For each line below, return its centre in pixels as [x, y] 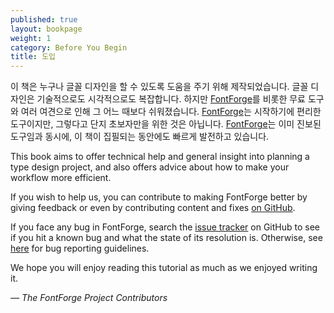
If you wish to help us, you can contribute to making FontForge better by [159, 197]
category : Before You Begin [69, 47]
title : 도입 [33, 57]
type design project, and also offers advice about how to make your [150, 167]
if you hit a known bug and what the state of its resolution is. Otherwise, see [166, 238]
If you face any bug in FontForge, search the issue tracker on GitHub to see [165, 227]
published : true [44, 19]
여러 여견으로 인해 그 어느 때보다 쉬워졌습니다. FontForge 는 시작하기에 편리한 [171, 112]
